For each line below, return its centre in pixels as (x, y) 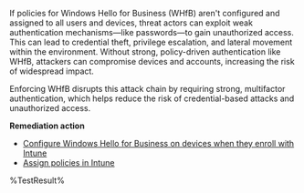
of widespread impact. (52, 71)
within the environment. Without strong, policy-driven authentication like (145, 52)
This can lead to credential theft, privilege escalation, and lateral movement (151, 42)
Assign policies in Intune (68, 163)
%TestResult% (37, 180)
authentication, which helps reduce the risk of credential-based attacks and (152, 98)
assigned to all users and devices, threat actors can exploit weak (131, 23)
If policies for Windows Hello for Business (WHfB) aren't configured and (145, 13)
